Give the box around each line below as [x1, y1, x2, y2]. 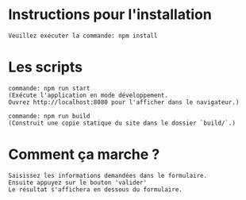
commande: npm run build [8, 112, 90, 120]
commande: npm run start [8, 84, 90, 92]
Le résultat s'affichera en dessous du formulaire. [8, 185, 183, 194]
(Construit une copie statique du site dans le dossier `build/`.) [8, 119, 236, 127]
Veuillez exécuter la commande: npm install [8, 32, 158, 40]
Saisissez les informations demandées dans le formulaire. [8, 171, 208, 179]
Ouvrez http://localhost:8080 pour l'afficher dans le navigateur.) [8, 98, 240, 106]
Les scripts [8, 58, 83, 76]
